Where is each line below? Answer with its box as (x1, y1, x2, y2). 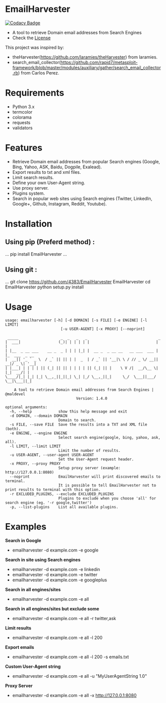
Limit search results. (12, 174, 54, 180)
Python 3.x (12, 103, 35, 110)
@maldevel (5, 391, 26, 397)
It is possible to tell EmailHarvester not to (58, 483, 156, 488)
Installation (5, 218, 53, 229)
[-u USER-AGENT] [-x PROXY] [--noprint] (60, 326, 145, 331)
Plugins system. (12, 190, 45, 196)
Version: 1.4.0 (76, 396, 108, 401)
